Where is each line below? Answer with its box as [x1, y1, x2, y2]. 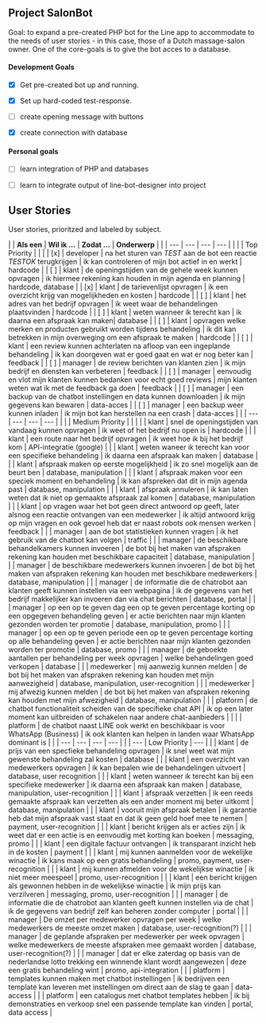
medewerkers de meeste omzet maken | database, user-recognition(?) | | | [8, 923, 253, 933]
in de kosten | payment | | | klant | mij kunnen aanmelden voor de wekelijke [8, 847, 253, 857]
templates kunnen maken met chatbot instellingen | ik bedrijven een [8, 974, 230, 984]
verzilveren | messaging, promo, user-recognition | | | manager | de [8, 889, 229, 900]
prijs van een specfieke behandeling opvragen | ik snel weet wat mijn [8, 746, 234, 756]
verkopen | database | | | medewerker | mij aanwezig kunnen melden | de [8, 662, 248, 672]
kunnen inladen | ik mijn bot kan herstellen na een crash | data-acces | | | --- [8, 409, 259, 418]
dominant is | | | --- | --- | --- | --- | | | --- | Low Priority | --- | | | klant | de [8, 738, 249, 747]
